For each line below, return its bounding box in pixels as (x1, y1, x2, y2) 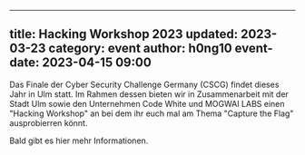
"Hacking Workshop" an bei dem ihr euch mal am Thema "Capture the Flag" (9, 108, 294, 119)
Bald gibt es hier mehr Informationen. (9, 135, 149, 146)
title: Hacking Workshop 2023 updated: (9, 26, 239, 42)
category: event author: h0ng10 (48, 41, 233, 56)
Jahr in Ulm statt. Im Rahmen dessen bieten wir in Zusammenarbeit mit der (9, 88, 289, 100)
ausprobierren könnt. (9, 117, 88, 128)
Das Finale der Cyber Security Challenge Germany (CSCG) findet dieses (9, 79, 280, 90)
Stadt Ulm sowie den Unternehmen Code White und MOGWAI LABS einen (9, 98, 285, 109)
